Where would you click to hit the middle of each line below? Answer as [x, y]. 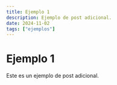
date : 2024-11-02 [28, 23]
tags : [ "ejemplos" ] [31, 29]
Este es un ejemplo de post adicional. [53, 76]
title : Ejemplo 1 [28, 12]
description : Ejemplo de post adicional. [59, 18]
